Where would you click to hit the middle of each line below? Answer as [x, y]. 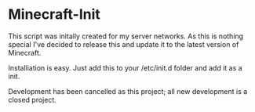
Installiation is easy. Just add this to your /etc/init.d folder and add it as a [125, 67]
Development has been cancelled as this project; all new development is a [128, 91]
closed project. [33, 99]
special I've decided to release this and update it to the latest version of [124, 44]
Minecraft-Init [54, 14]
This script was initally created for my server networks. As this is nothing [126, 36]
